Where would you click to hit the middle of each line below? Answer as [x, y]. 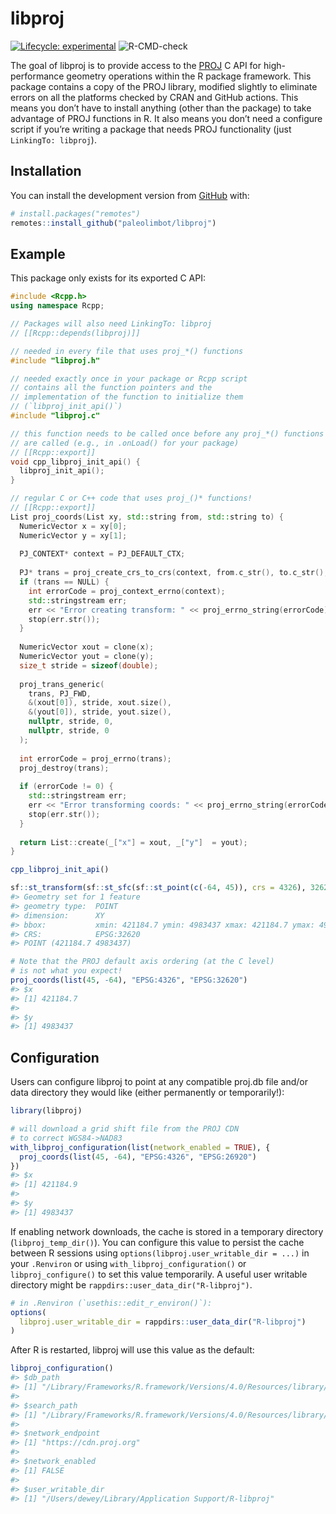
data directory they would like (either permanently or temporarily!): [147, 1093]
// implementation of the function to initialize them [127, 397]
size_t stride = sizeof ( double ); [89, 665]
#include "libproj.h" [55, 360]
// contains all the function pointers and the [111, 388]
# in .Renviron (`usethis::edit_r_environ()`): [111, 1303]
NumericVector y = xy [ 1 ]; [73, 535]
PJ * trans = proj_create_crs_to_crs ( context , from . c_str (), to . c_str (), [174, 573]
